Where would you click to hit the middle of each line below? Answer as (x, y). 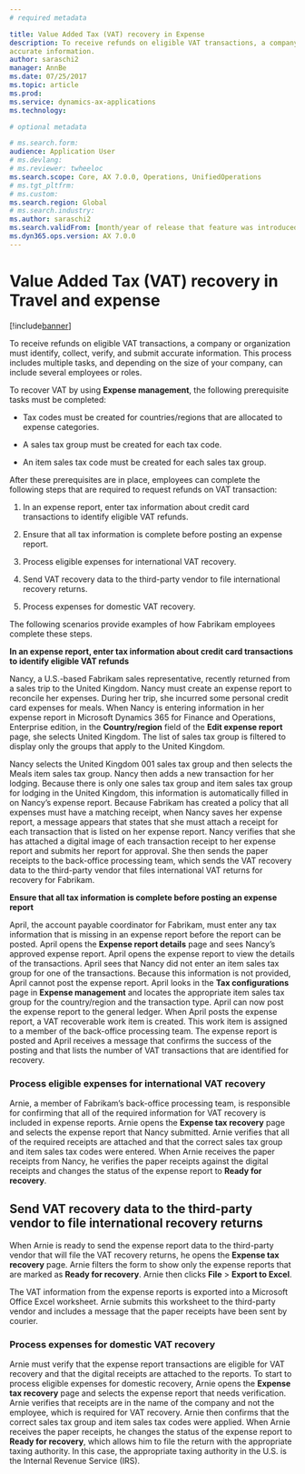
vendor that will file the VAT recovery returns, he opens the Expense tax (144, 1255)
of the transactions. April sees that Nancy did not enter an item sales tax (144, 963)
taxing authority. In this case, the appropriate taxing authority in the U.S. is (148, 1451)
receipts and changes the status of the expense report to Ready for (136, 1170)
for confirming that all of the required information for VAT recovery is (138, 1113)
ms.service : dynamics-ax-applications (83, 102)
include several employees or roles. (76, 372)
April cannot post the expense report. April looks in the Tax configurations (149, 982)
